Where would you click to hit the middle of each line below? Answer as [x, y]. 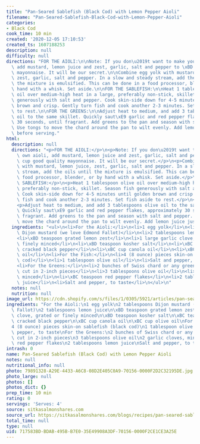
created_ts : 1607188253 [36, 45]
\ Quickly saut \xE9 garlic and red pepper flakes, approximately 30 [104, 211]
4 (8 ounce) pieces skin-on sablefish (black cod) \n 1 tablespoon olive [102, 327]
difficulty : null [28, 56]
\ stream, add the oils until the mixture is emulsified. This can [102, 172]
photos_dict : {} [26, 388]
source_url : [21, 415]
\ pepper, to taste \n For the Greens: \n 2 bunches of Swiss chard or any [102, 332]
